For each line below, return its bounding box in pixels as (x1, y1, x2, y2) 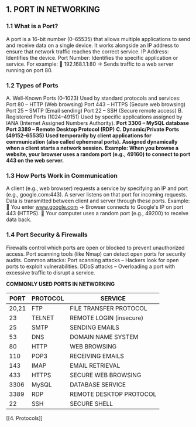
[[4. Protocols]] (6, 414, 43, 422)
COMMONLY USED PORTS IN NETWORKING (6, 280, 115, 287)
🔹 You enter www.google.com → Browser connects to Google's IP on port (6, 204, 184, 211)
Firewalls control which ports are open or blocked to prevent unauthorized (6, 244, 185, 251)
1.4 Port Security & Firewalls (6, 231, 88, 239)
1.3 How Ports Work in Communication (6, 171, 118, 179)
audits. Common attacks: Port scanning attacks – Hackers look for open (6, 256, 179, 263)
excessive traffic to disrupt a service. (6, 269, 95, 276)
